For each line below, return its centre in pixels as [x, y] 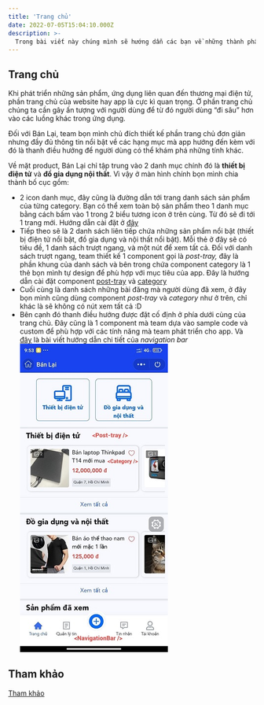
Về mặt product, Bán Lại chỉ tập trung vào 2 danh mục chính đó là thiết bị [127, 166]
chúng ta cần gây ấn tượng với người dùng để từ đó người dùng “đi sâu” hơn [131, 110]
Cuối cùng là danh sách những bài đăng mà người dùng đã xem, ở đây [133, 290]
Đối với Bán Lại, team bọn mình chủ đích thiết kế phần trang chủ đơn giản [127, 134]
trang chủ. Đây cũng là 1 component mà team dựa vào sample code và [134, 323]
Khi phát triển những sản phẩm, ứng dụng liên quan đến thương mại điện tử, [131, 94]
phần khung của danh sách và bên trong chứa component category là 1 [135, 264]
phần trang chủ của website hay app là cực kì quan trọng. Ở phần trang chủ [130, 102]
